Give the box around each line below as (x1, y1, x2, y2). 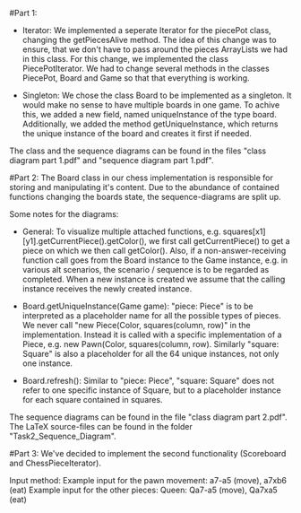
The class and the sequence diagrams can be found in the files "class (9, 145, 267, 156)
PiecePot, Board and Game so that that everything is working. (21, 73, 250, 83)
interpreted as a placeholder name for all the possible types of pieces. (21, 310, 282, 321)
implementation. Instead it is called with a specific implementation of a (21, 329, 282, 340)
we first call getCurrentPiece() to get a (149, 236, 290, 246)
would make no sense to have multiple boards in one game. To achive (21, 100, 280, 110)
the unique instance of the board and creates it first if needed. (21, 128, 253, 138)
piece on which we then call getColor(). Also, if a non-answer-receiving (21, 246, 287, 256)
